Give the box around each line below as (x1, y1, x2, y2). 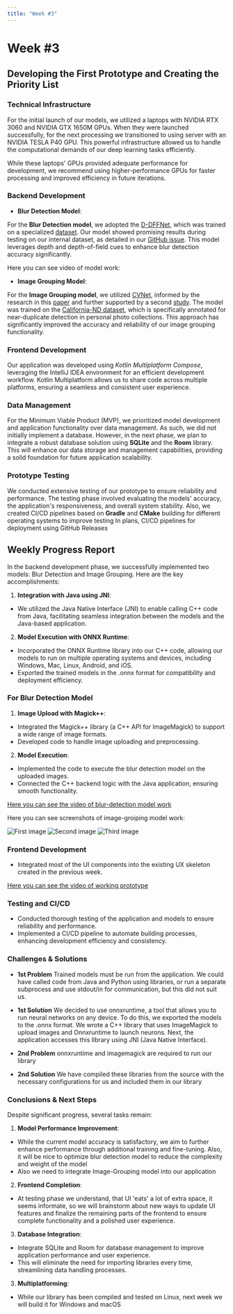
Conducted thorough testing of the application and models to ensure (17, 914, 214, 923)
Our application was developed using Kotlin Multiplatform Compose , (7, 361, 203, 370)
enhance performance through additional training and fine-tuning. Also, (17, 1145, 223, 1153)
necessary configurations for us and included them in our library (17, 1077, 202, 1085)
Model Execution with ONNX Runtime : (17, 633, 130, 641)
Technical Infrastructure (7, 100, 92, 109)
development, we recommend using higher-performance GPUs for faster (7, 166, 216, 174)
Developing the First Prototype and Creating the (7, 68, 219, 80)
